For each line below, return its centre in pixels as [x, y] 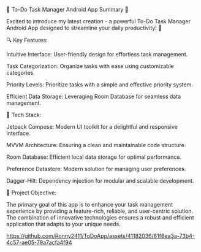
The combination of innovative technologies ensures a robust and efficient [100, 217]
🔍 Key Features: [27, 40]
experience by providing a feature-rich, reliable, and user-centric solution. [100, 211]
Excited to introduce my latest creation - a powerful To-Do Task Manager [99, 21]
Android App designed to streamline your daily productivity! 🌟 [84, 28]
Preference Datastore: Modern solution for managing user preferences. [96, 169]
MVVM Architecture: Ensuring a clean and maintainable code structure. [96, 145]
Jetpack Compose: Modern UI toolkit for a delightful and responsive [92, 127]
